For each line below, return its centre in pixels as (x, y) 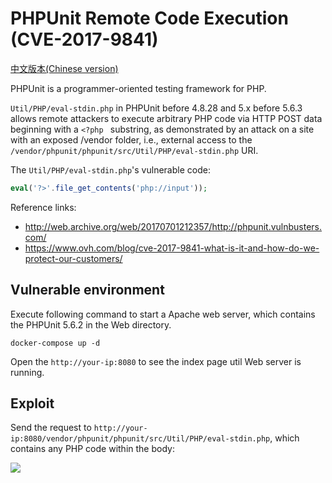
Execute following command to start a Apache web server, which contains (163, 314)
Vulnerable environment (87, 290)
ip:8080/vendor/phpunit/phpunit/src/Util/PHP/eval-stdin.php (140, 439)
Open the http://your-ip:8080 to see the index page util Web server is (156, 361)
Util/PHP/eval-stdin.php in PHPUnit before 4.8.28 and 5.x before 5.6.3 (156, 108)
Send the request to (51, 428)
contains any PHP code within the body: (92, 449)
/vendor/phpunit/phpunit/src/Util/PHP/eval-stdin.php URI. (134, 150)
